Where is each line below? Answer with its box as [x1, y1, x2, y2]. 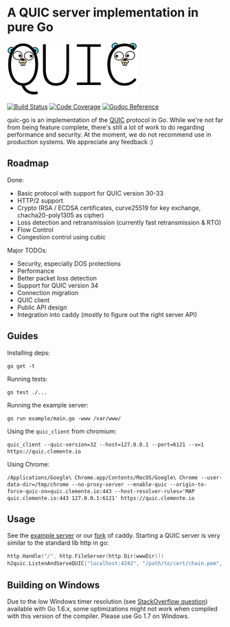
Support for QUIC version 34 [16, 281, 99, 289]
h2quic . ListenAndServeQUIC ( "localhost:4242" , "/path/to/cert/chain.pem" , [7, 560, 223, 567]
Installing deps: [7, 348, 50, 357]
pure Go [7, 19, 54, 35]
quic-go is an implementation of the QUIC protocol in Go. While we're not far [7, 115, 224, 124]
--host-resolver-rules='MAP [114, 488, 195, 495]
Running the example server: [7, 401, 89, 409]
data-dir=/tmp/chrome [7, 481, 69, 488]
